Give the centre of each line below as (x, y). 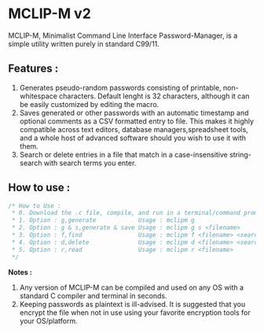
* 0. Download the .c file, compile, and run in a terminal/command (126, 213)
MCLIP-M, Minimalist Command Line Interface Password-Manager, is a (123, 35)
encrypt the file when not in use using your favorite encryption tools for (135, 313)
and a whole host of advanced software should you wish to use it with (132, 138)
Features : (33, 69)
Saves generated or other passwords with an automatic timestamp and (134, 113)
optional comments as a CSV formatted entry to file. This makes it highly (136, 121)
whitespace (38, 96)
